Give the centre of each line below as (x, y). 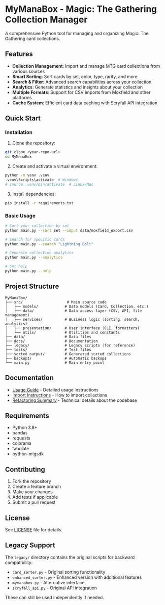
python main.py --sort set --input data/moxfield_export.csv (69, 230)
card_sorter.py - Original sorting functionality (59, 572)
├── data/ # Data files (48, 337)
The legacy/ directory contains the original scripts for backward (70, 557)
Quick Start (23, 118)
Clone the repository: (34, 143)
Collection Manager (46, 20)
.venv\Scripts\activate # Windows (42, 180)
